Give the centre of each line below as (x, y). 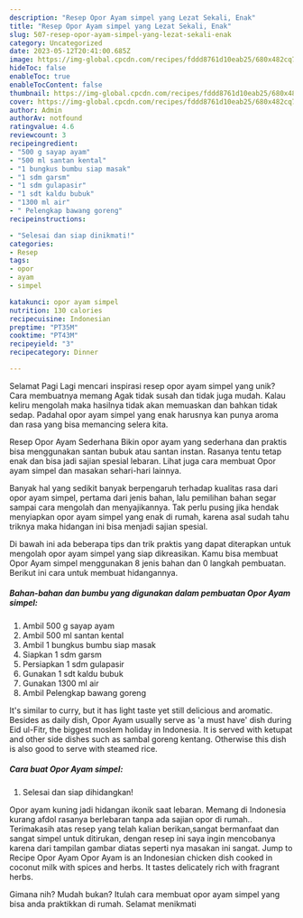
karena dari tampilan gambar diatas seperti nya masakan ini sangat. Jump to (151, 848)
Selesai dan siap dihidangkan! (78, 792)
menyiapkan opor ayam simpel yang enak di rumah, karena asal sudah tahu (149, 516)
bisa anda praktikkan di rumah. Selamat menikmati (103, 904)
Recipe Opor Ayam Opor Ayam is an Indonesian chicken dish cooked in (141, 858)
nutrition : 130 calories (56, 311)
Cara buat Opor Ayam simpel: (66, 769)
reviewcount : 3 (38, 135)
